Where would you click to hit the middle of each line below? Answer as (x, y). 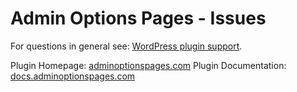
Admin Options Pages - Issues (138, 18)
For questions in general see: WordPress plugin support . (126, 46)
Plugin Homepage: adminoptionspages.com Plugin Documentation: (148, 65)
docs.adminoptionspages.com (73, 76)
